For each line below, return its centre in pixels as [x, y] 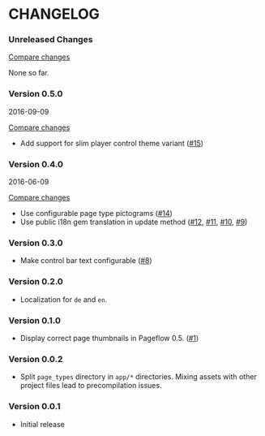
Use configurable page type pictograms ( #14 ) [96, 214]
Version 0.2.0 [36, 282]
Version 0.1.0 [34, 320]
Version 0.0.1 [34, 407]
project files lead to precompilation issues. [91, 386]
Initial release [42, 424]
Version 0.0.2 [36, 359]
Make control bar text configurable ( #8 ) [86, 261]
